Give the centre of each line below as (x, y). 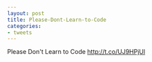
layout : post (26, 13)
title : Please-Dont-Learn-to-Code (57, 20)
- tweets (20, 32)
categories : (24, 26)
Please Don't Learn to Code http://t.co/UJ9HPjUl (76, 52)
